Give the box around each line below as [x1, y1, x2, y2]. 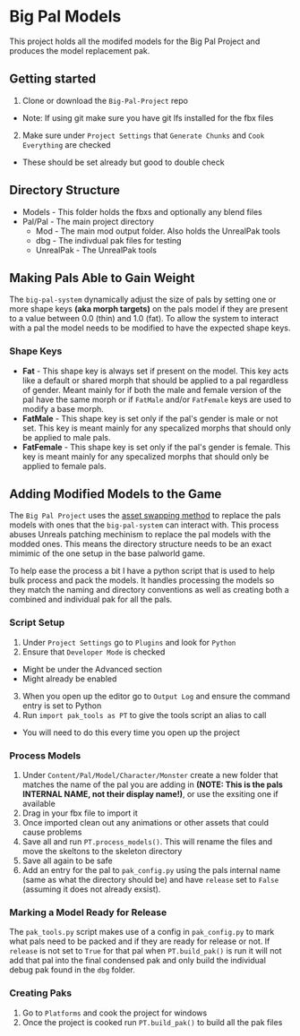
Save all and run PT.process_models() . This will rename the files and [21, 836, 273, 847]
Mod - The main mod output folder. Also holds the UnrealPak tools [35, 226, 280, 236]
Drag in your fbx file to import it [21, 808, 139, 818]
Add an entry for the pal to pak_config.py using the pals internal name [21, 865, 280, 876]
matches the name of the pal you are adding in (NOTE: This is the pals [21, 779, 284, 790]
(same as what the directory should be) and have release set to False [21, 875, 279, 886]
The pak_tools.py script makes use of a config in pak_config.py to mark [9, 927, 275, 938]
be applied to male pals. [21, 432, 111, 442]
